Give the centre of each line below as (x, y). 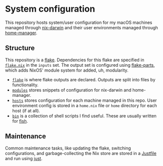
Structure (20, 48)
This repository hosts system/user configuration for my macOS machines (79, 22)
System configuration (50, 9)
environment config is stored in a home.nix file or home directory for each (84, 105)
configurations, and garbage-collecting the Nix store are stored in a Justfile (81, 153)
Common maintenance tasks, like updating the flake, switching (68, 148)
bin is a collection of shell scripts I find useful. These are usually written (84, 116)
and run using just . (24, 158)
